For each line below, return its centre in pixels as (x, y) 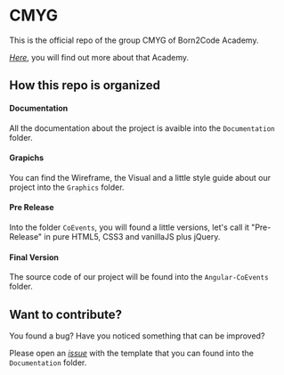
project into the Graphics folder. (67, 187)
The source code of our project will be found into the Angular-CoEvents (139, 277)
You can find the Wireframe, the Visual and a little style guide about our (140, 177)
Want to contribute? (66, 314)
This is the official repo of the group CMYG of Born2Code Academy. (134, 40)
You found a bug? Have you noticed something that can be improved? (137, 336)
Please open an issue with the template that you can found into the (132, 353)
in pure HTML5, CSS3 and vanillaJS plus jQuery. (132, 236)
